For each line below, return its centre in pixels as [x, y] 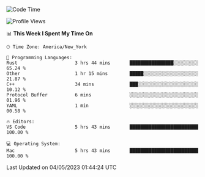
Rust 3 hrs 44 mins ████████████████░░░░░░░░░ [102, 63]
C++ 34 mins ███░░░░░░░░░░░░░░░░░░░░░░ [102, 84]
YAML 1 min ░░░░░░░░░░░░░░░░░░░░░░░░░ [102, 106]
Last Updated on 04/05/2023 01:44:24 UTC [61, 167]
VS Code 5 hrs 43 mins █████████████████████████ [102, 127]
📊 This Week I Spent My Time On [50, 33]
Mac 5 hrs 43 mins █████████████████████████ [102, 151]
